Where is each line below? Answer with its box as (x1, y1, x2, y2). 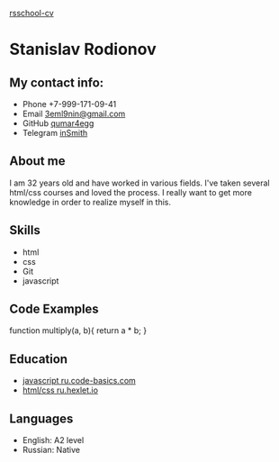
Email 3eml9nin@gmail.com (22, 108, 126, 119)
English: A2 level (22, 435, 85, 446)
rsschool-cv (9, 8, 54, 18)
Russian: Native (22, 445, 81, 456)
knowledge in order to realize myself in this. (9, 196, 171, 207)
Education (9, 351, 68, 367)
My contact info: (9, 75, 104, 90)
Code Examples (9, 302, 99, 317)
